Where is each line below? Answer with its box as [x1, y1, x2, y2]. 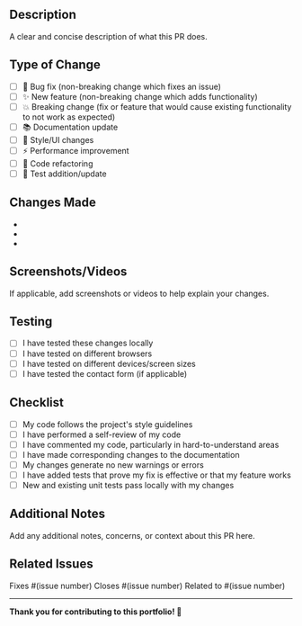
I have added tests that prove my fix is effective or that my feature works [22, 469, 292, 480]
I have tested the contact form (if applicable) [22, 368, 188, 379]
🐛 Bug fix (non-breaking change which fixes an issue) [22, 81, 222, 92]
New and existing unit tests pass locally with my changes [22, 479, 235, 490]
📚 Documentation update [22, 121, 119, 132]
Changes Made [9, 195, 96, 210]
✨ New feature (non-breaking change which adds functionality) [22, 91, 258, 102]
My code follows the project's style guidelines [22, 418, 193, 430]
